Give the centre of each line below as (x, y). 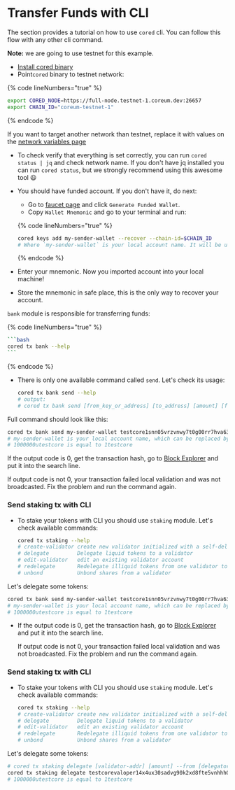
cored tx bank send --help (57, 393)
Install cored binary (45, 66)
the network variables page (47, 141)
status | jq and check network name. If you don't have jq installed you (121, 162)
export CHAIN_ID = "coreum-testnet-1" (60, 107)
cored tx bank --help (39, 347)
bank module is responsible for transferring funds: (79, 313)
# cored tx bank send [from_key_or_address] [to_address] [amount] (117, 406)
